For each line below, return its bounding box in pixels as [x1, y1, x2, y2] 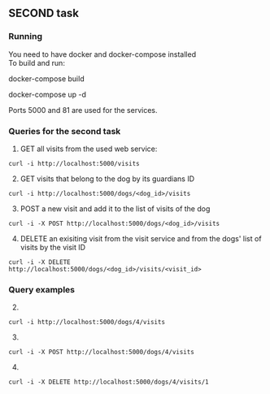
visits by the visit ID [20, 242, 86, 252]
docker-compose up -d [8, 89, 87, 99]
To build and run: [8, 58, 65, 67]
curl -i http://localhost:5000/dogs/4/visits [8, 318, 165, 327]
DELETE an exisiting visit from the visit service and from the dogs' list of [20, 233, 262, 243]
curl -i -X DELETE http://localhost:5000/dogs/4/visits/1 [8, 378, 209, 387]
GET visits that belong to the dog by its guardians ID [20, 174, 195, 184]
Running [8, 31, 43, 42]
